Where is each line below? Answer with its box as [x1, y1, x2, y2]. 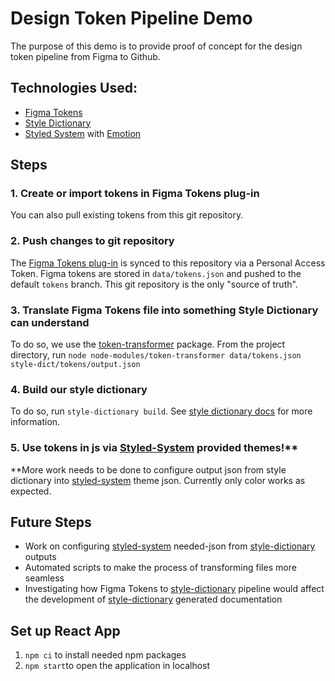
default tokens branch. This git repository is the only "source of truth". [10, 278, 298, 290]
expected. [10, 485, 52, 497]
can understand [10, 315, 90, 329]
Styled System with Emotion [24, 127, 142, 139]
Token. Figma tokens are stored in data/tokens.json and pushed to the [10, 267, 302, 279]
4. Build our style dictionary [10, 382, 148, 396]
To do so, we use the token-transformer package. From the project [10, 338, 286, 351]
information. [10, 416, 61, 428]
